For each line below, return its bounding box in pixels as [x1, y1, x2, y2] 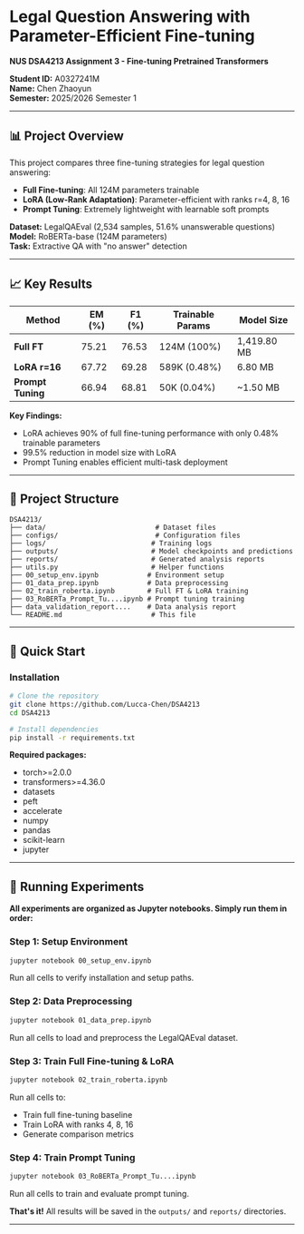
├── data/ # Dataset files [9, 524, 217, 533]
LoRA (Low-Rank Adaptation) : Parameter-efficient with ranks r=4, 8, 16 [22, 193, 290, 205]
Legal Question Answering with [9, 6, 251, 27]
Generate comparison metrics [22, 1128, 134, 1140]
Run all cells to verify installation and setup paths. [9, 973, 195, 984]
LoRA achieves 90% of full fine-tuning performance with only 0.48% [22, 427, 279, 438]
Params [176, 319, 211, 332]
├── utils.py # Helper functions [9, 563, 224, 573]
